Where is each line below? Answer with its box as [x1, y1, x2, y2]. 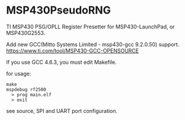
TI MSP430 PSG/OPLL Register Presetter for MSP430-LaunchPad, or [6, 23, 175, 30]
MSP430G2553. [6, 29, 46, 36]
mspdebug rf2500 [6, 86, 46, 92]
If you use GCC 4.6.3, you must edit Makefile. [6, 59, 117, 66]
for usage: [6, 70, 31, 77]
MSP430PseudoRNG [6, 4, 111, 17]
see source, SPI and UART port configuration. [6, 107, 117, 114]
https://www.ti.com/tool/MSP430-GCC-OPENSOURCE [6, 47, 139, 54]
